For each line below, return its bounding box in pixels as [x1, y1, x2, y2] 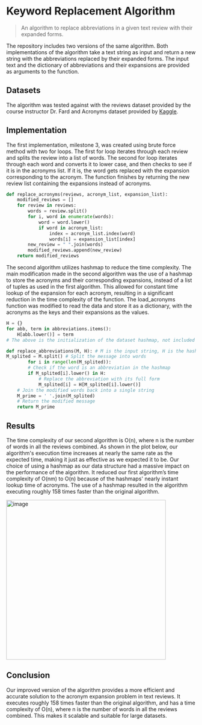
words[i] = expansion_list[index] [49, 236, 136, 242]
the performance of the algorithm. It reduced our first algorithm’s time [6, 469, 179, 475]
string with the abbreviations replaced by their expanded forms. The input [6, 55, 189, 62]
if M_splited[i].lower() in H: [28, 371, 106, 377]
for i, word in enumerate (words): [28, 214, 114, 220]
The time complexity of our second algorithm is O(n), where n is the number [6, 437, 194, 444]
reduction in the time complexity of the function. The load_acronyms [6, 296, 176, 303]
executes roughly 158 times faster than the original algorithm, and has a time [6, 699, 195, 706]
